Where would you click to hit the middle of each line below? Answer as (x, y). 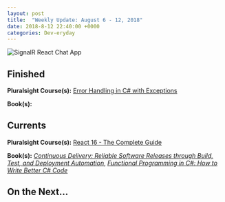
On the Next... (38, 192)
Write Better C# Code (37, 170)
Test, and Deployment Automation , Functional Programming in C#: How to (112, 163)
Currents (27, 126)
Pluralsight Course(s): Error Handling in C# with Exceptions (92, 91)
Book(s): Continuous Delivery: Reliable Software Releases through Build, (110, 155)
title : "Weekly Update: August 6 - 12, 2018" (75, 20)
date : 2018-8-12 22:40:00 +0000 (53, 26)
